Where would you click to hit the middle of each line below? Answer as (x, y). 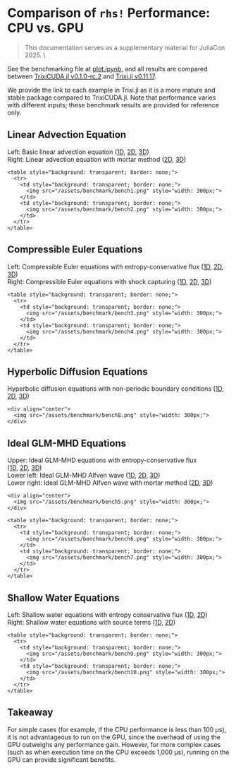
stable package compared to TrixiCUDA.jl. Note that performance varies (112, 98)
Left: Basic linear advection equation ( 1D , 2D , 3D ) (78, 152)
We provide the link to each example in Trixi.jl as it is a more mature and (111, 90)
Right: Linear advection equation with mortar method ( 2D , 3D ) (97, 159)
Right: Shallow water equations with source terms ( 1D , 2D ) (92, 622)
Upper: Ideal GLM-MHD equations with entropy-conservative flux (102, 460)
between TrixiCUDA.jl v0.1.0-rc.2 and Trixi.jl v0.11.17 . (82, 76)
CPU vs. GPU (46, 28)
